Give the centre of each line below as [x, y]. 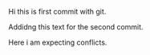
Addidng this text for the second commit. [76, 27]
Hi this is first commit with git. [57, 12]
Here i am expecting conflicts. [58, 42]
